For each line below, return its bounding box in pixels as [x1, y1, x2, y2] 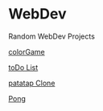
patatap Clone [8, 78, 56, 88]
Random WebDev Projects [8, 31, 95, 41]
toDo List [8, 62, 39, 72]
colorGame [8, 47, 46, 56]
